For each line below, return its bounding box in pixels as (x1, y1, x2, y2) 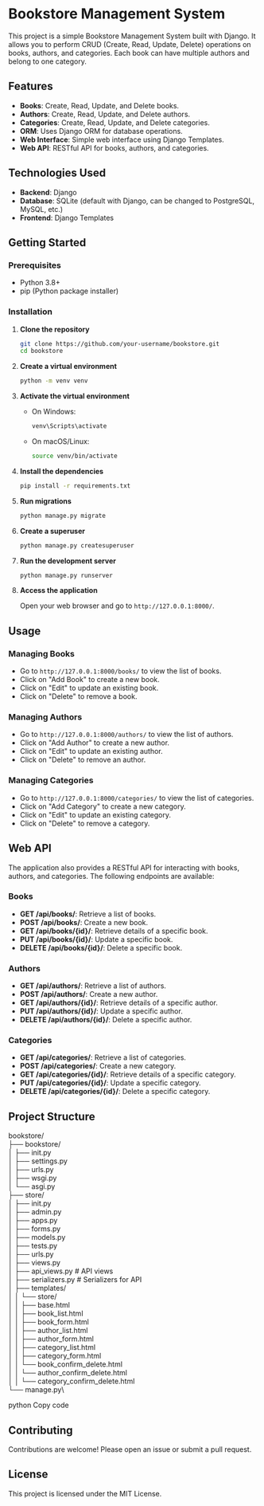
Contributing (8, 1423, 73, 1437)
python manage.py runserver (19, 571, 113, 579)
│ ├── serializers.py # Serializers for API (8, 1275, 142, 1284)
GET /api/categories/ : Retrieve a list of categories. (19, 1053, 187, 1062)
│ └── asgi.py (8, 1182, 56, 1191)
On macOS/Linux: (31, 437, 90, 446)
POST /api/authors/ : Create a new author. (19, 990, 158, 999)
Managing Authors (8, 712, 83, 723)
